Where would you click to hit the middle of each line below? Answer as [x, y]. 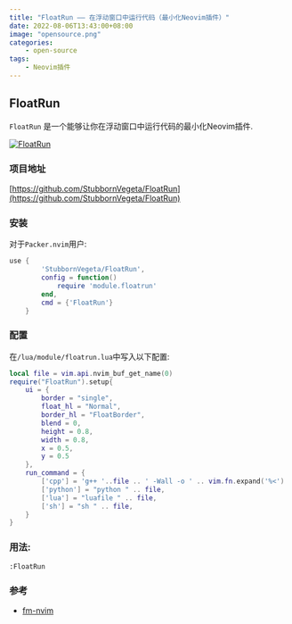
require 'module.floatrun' [107, 286]
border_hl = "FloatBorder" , [93, 415]
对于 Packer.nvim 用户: [48, 244]
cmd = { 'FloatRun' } [77, 303]
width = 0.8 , [65, 440]
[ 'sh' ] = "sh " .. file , [87, 506]
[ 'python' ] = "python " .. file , [103, 489]
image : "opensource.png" [55, 34]
